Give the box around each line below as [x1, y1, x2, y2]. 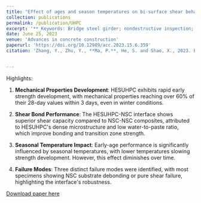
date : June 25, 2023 [6, 31, 58, 37]
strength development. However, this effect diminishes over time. [14, 154, 175, 161]
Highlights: [6, 74, 33, 81]
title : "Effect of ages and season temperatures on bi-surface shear [6, 8, 184, 15]
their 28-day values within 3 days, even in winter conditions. [14, 99, 164, 106]
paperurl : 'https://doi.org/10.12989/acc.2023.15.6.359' [6, 43, 151, 49]
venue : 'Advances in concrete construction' [6, 37, 119, 43]
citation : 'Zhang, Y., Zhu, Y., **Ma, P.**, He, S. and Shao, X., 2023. [6, 48, 191, 54]
